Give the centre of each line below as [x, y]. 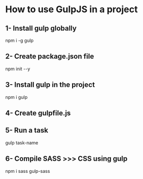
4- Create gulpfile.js [38, 113]
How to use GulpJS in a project [71, 9]
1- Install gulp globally [41, 28]
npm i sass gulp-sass [28, 171]
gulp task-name [22, 143]
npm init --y [18, 69]
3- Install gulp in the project [50, 85]
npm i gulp [17, 97]
